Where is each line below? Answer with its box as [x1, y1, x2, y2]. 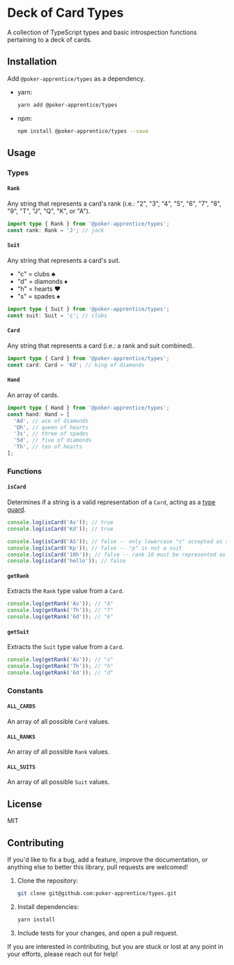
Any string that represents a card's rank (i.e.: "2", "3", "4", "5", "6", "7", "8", [7, 199, 221, 208]
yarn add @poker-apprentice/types [17, 101, 118, 108]
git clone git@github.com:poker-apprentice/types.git [17, 890, 177, 897]
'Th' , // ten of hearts [13, 443, 82, 450]
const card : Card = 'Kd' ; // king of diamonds [7, 362, 145, 369]
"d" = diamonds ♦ [17, 277, 68, 285]
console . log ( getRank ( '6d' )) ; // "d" [7, 669, 114, 676]
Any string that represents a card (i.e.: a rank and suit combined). [7, 341, 194, 350]
